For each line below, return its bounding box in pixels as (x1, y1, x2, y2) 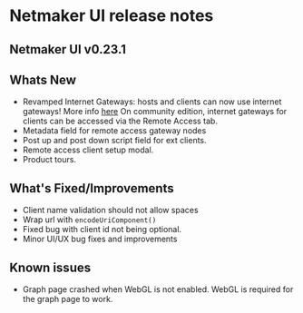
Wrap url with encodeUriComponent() (22, 214, 157, 225)
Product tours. (22, 154, 77, 165)
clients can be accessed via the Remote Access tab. (22, 115, 218, 127)
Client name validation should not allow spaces (22, 205, 199, 216)
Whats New (9, 72, 77, 87)
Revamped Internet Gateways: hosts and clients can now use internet (22, 96, 282, 107)
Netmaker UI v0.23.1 (9, 42, 127, 57)
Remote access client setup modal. (22, 144, 154, 155)
